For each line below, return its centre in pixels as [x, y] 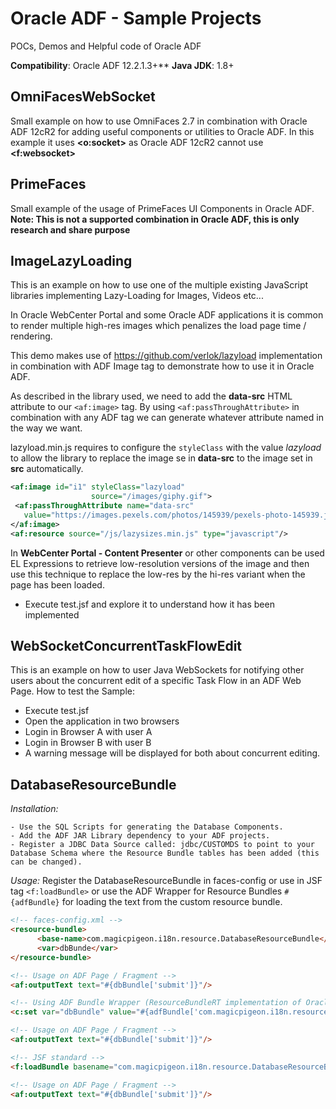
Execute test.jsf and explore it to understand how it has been [149, 604]
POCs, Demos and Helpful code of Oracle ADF [106, 46]
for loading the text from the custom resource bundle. [172, 902]
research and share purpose [70, 229]
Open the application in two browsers [102, 721]
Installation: [34, 809]
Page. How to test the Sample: [72, 691]
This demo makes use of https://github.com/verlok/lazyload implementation [166, 356]
